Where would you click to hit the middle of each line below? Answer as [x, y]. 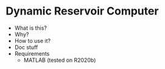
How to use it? [33, 41]
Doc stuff [26, 47]
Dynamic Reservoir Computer [82, 11]
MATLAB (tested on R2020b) [60, 60]
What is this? [30, 28]
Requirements [32, 53]
